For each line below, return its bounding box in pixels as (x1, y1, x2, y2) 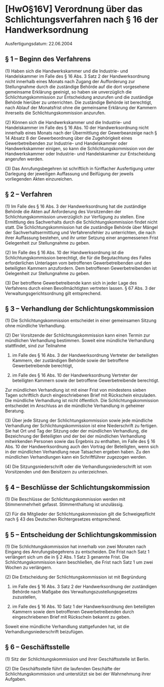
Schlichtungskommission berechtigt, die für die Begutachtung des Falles (5, 254, 151, 260)
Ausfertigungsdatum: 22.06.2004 (5, 40, 72, 46)
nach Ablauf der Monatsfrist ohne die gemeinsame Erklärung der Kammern (5, 104, 157, 110)
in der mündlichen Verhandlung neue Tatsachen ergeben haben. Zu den (5, 449, 150, 455)
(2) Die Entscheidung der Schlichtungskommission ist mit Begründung (5, 574, 147, 580)
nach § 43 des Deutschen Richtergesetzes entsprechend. (5, 516, 121, 522)
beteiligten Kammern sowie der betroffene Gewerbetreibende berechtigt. (12, 377, 160, 383)
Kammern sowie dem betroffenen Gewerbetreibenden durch (12, 609, 135, 615)
